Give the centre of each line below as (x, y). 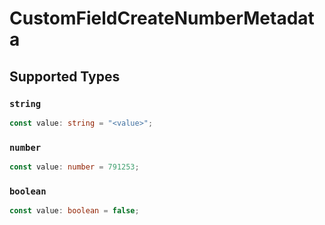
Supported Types (65, 76)
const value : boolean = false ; (74, 211)
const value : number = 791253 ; (74, 167)
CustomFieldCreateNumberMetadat (162, 18)
